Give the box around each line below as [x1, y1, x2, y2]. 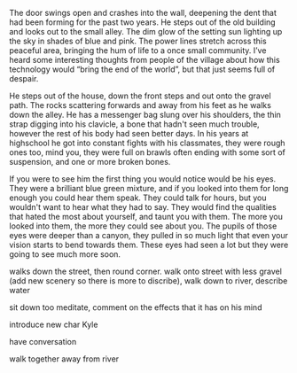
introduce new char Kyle [9, 319, 98, 330]
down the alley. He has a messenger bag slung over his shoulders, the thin [9, 110, 282, 120]
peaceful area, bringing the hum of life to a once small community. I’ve [9, 45, 267, 56]
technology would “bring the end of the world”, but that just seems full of [9, 64, 276, 74]
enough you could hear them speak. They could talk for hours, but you [9, 192, 268, 203]
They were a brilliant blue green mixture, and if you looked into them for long [9, 183, 289, 193]
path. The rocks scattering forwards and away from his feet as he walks [9, 100, 272, 110]
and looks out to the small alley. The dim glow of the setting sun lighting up [9, 27, 283, 36]
